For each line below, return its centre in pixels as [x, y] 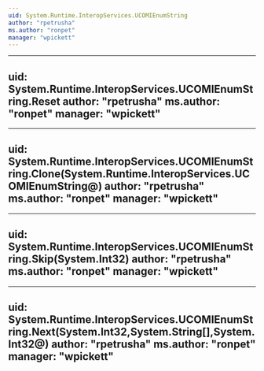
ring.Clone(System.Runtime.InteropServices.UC [129, 174]
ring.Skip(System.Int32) [69, 260]
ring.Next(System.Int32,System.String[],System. [132, 332]
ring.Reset [34, 101]
